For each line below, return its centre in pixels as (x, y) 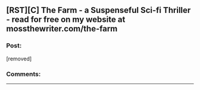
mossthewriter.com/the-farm (62, 29)
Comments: (24, 74)
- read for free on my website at (66, 20)
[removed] (19, 59)
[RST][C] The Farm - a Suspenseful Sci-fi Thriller (99, 10)
